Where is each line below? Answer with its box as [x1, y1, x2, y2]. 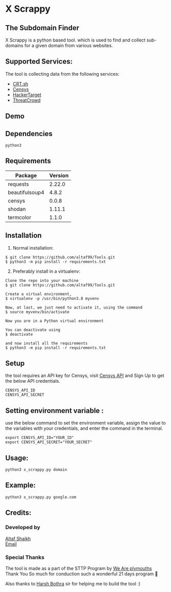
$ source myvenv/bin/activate [5, 309, 70, 315]
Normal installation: [12, 245, 54, 251]
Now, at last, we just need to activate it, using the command [5, 305, 143, 310]
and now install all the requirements [5, 341, 88, 346]
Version [49, 172, 69, 179]
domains [5, 42, 24, 49]
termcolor [8, 213, 32, 221]
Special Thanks [5, 554, 45, 561]
